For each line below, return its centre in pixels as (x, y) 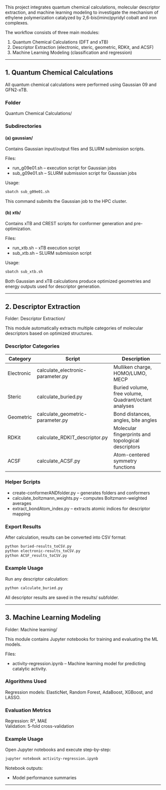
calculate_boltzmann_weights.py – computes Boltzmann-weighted (80, 498)
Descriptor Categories (32, 346)
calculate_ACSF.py (59, 461)
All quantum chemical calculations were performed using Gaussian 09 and (81, 84)
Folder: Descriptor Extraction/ (35, 318)
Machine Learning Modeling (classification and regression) (72, 52)
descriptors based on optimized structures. (49, 333)
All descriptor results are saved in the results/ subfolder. (62, 597)
